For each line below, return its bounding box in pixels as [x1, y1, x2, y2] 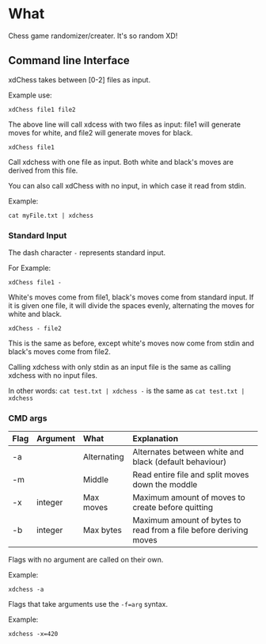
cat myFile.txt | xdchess [8, 211, 93, 219]
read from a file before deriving [132, 524, 249, 535]
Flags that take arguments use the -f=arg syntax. [8, 600, 169, 609]
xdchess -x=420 [8, 631, 59, 638]
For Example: [8, 263, 51, 273]
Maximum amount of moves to [132, 492, 245, 503]
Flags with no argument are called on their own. [8, 555, 164, 565]
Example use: [8, 90, 53, 100]
